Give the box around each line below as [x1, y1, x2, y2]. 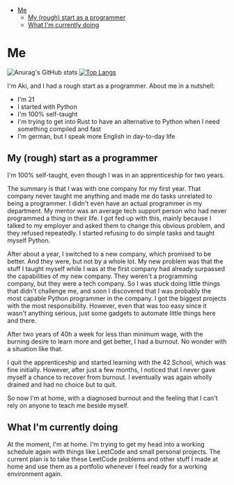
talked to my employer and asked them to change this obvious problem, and [7, 221, 225, 229]
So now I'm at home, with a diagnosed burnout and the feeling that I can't [7, 394, 218, 402]
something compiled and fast [17, 125, 102, 133]
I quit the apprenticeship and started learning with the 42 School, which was [7, 358, 226, 367]
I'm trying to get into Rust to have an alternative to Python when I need [17, 117, 220, 125]
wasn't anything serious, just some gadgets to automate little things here [7, 309, 216, 317]
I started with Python [17, 102, 78, 111]
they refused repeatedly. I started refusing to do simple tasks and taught [7, 229, 215, 237]
